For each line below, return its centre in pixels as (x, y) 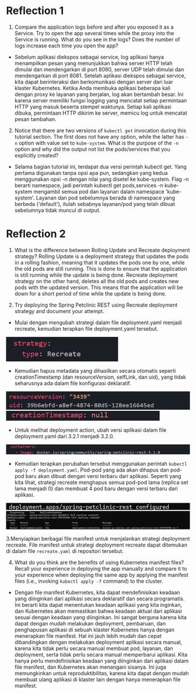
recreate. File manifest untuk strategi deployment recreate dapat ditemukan (97, 545)
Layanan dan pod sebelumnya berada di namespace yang (106, 198)
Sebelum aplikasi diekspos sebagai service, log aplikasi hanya (89, 57)
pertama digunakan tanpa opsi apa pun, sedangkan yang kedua (91, 173)
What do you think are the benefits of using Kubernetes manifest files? (99, 562)
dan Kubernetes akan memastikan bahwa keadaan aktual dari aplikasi (98, 611)
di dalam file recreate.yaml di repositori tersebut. (65, 551)
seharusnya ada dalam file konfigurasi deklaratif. (73, 383)
